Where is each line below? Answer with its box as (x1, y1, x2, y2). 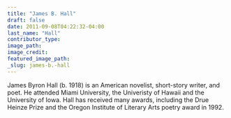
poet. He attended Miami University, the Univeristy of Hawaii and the (7, 88, 204, 96)
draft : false (7, 17, 45, 24)
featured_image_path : (7, 56, 70, 62)
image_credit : (7, 49, 49, 56)
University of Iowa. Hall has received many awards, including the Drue (7, 95, 209, 104)
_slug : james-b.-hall (7, 62, 70, 69)
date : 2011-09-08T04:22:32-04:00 (7, 23, 105, 30)
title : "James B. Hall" (7, 10, 77, 17)
